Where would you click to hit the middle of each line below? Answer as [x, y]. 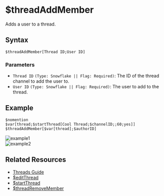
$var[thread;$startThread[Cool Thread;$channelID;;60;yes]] [71, 124]
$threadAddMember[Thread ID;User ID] [45, 52]
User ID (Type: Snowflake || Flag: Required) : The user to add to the [86, 87]
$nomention [17, 120]
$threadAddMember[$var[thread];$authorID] [51, 129]
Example [19, 108]
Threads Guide [28, 172]
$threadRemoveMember [38, 188]
